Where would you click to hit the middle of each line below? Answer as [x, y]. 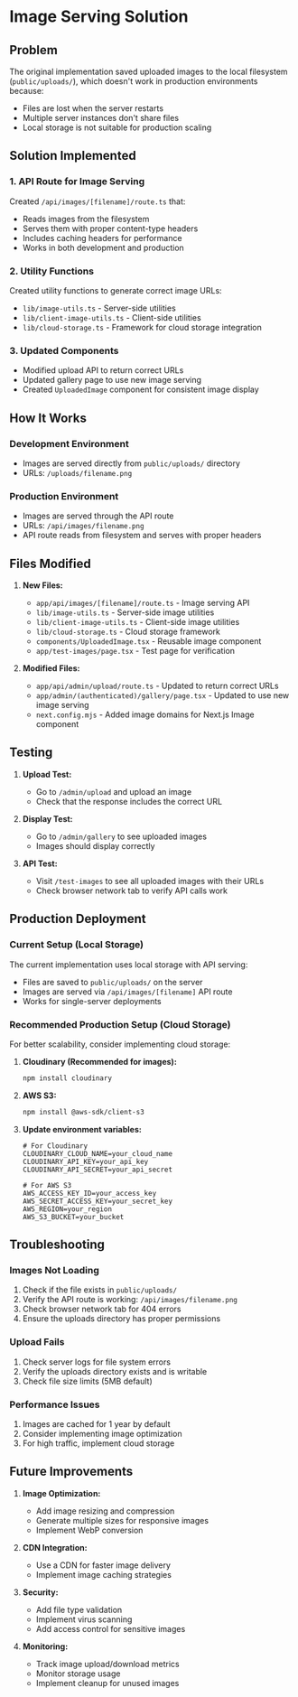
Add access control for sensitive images [111, 1628]
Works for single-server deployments [92, 1001]
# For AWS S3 [47, 1185]
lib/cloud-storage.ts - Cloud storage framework [128, 632]
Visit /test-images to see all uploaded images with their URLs [150, 881]
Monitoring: [45, 1646]
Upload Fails [37, 1342]
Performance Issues [55, 1404]
